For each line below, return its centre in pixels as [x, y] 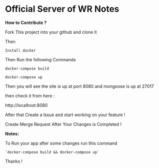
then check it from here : [30, 96]
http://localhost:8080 [26, 105]
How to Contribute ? [26, 23]
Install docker [21, 50]
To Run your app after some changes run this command [61, 143]
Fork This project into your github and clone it [51, 32]
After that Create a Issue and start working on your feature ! [65, 115]
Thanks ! [14, 161]
